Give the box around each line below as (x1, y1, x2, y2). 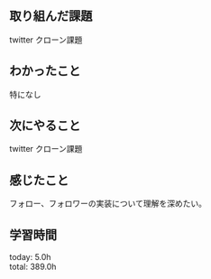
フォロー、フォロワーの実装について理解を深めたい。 (9, 198, 207, 209)
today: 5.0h (9, 252, 51, 263)
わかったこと (9, 63, 81, 79)
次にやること (9, 118, 81, 134)
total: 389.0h (9, 261, 57, 273)
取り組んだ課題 (9, 8, 93, 24)
